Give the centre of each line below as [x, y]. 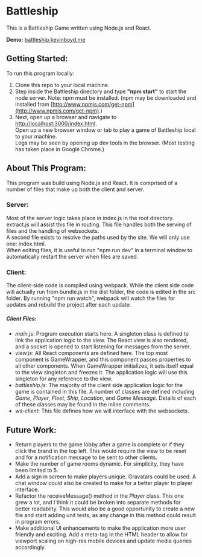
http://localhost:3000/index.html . [56, 123]
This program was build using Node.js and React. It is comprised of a [92, 183]
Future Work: [31, 430]
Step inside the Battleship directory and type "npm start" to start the [101, 91]
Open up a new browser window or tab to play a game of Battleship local [105, 130]
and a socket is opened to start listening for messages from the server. [103, 347]
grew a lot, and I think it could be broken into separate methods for [98, 502]
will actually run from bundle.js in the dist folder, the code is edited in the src [101, 292]
